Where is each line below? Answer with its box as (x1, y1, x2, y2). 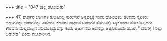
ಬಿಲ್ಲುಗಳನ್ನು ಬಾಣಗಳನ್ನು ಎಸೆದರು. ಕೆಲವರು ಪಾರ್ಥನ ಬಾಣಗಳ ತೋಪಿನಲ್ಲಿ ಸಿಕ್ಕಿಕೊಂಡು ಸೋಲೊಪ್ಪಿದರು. (5, 20, 154, 25)
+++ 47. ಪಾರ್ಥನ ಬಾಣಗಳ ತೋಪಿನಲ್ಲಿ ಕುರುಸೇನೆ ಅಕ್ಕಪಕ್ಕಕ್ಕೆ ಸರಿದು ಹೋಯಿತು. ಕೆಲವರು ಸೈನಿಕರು (5, 14, 148, 20)
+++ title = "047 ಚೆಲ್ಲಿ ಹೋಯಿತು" (5, 4, 66, 10)
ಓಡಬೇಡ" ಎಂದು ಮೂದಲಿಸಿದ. (5, 31, 52, 37)
